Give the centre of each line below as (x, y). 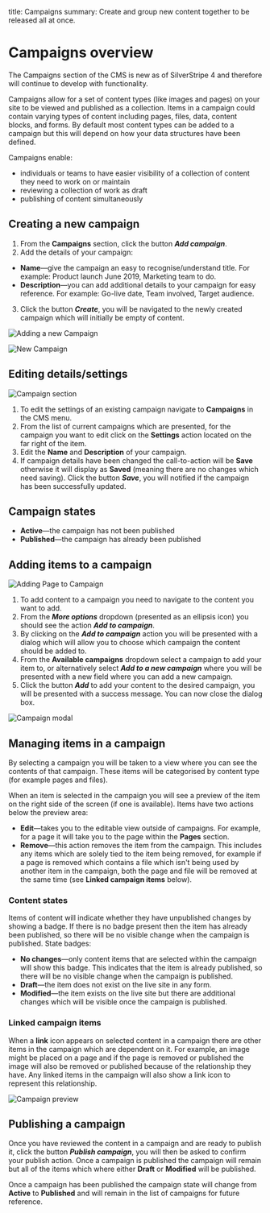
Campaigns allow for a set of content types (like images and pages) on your (134, 99)
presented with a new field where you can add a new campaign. (127, 677)
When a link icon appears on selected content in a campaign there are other (135, 1040)
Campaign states (52, 511)
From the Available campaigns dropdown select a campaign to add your (141, 660)
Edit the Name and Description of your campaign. (103, 452)
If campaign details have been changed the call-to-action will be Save (137, 460)
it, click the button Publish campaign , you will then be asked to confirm (127, 1152)
